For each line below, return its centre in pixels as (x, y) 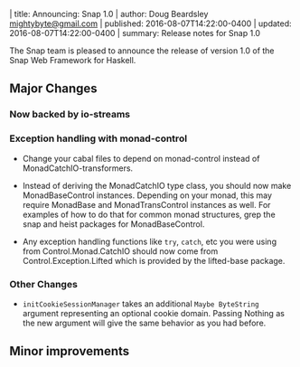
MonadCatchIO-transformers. (78, 168)
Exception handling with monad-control (98, 138)
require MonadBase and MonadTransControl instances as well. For (146, 204)
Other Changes (44, 284)
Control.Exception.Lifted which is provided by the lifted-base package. (154, 260)
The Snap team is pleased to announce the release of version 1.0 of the (142, 51)
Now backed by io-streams (70, 115)
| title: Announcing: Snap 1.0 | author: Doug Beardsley (109, 14)
